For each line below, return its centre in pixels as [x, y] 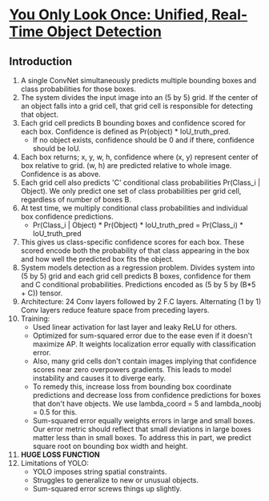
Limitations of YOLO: [54, 463]
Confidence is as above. [60, 174]
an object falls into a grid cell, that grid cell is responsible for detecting [137, 106]
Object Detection [104, 32]
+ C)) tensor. [42, 293]
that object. [40, 114]
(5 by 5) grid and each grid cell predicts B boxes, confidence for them [136, 276]
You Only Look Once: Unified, [109, 15]
